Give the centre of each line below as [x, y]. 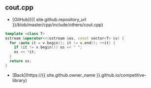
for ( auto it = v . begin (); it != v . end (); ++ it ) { [62, 43]
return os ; [21, 61]
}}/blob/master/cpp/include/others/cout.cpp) [58, 25]
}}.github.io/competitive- [121, 75]
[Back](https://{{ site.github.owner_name [54, 75]
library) [19, 80]
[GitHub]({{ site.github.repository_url [49, 19]
